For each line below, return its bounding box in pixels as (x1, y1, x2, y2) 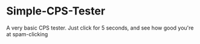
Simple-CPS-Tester (6, 4, 106, 18)
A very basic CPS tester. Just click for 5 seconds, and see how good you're (6, 24, 194, 31)
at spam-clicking (6, 30, 48, 37)
